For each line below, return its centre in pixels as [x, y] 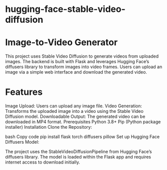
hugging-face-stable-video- [65, 9]
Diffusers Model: [22, 142]
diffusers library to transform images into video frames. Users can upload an [84, 67]
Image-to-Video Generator [62, 42]
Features [24, 92]
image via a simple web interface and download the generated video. [76, 72]
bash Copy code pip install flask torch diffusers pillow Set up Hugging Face [83, 137]
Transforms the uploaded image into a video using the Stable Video [74, 111]
